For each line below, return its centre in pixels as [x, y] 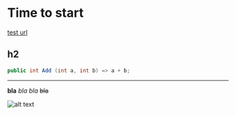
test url [18, 32]
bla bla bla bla [28, 90]
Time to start [46, 13]
